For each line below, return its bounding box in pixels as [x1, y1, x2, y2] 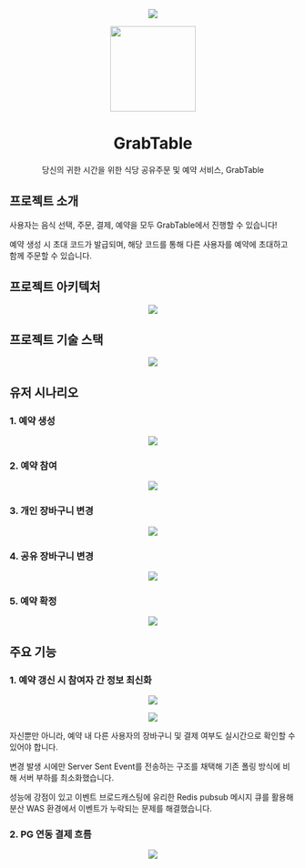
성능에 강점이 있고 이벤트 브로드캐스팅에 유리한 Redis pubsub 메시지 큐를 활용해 [9, 792, 294, 802]
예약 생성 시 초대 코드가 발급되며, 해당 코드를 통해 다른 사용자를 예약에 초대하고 [9, 238, 289, 249]
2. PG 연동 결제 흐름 [9, 828, 92, 841]
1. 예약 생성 [9, 414, 56, 427]
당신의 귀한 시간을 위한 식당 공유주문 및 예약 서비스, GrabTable [42, 164, 264, 175]
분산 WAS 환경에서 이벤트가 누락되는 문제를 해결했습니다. [9, 802, 212, 813]
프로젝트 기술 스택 [9, 332, 104, 348]
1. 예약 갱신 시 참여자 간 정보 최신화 [9, 673, 152, 686]
